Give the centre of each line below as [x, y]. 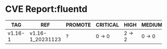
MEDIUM [152, 25]
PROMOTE [78, 25]
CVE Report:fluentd [46, 9]
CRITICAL [107, 25]
